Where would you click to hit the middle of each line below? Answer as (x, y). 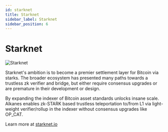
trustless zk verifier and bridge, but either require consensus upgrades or (81, 83)
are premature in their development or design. (53, 89)
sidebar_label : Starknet (31, 19)
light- (158, 104)
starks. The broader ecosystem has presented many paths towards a (77, 78)
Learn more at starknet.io (31, 124)
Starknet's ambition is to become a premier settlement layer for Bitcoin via (82, 73)
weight (12, 109)
